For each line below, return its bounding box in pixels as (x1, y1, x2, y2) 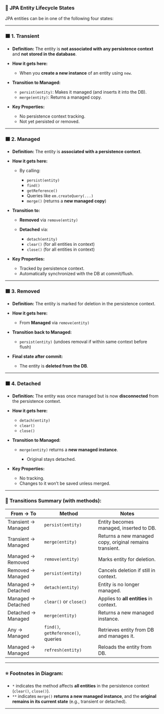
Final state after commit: (12, 353, 63, 360)
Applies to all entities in (98, 595, 153, 602)
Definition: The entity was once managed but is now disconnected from (12, 393, 159, 399)
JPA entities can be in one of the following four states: (5, 16, 114, 22)
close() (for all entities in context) (26, 246, 95, 252)
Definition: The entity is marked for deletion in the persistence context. (12, 301, 156, 307)
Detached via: (19, 226, 48, 232)
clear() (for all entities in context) (26, 241, 95, 247)
